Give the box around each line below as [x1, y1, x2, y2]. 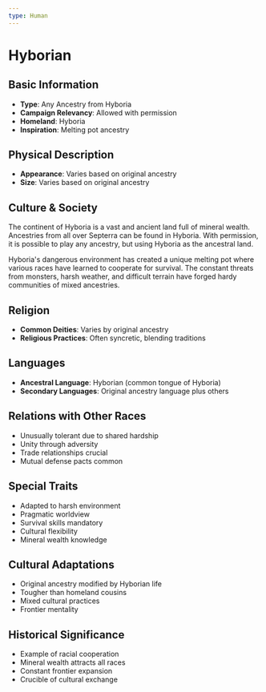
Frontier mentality [19, 605, 79, 614]
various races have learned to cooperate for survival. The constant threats [8, 264, 254, 273]
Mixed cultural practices [19, 596, 100, 605]
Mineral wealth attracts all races [19, 658, 126, 667]
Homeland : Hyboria [19, 116, 86, 126]
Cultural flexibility [19, 526, 79, 536]
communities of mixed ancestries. [8, 280, 120, 290]
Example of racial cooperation [19, 650, 119, 659]
